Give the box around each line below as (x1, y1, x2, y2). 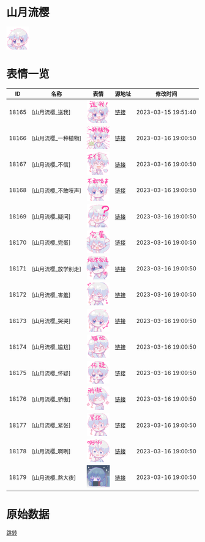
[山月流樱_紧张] (31, 421, 71, 429)
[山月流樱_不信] (31, 160, 71, 168)
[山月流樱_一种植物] (31, 135, 81, 142)
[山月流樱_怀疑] (31, 369, 71, 377)
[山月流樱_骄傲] (31, 395, 71, 403)
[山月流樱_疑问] (31, 213, 71, 220)
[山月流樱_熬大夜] (31, 473, 76, 481)
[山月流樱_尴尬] (31, 343, 71, 351)
